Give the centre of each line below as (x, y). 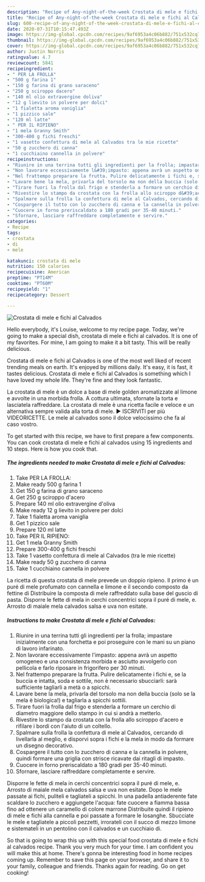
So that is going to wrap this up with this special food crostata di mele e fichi (102, 841)
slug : (14, 23)
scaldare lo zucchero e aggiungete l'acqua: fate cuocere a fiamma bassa (98, 803)
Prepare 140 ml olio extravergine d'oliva (65, 504)
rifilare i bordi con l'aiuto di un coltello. (64, 726)
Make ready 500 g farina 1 (48, 484)
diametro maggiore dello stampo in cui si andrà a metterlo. (89, 713)
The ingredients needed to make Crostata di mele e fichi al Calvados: (96, 463)
